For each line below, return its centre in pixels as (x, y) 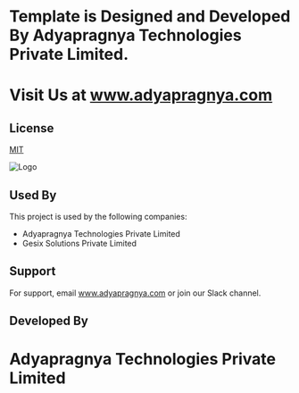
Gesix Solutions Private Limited (79, 243)
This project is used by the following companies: (98, 217)
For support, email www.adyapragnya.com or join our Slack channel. (135, 293)
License (32, 128)
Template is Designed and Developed (150, 17)
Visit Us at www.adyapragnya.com (141, 95)
